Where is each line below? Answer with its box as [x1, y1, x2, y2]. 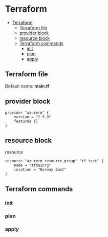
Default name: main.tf [5, 83, 50, 89]
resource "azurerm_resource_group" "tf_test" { [5, 159, 104, 164]
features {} [14, 119, 38, 124]
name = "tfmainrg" [14, 163, 51, 168]
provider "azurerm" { [5, 110, 49, 115]
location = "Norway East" [14, 167, 67, 172]
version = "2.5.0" [14, 114, 51, 119]
